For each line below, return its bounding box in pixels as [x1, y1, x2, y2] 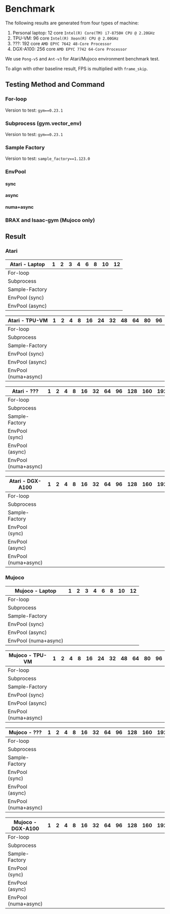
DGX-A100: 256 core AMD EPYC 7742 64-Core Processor [12, 46, 127, 52]
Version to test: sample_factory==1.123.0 [5, 155, 90, 161]
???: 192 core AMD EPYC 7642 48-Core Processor [12, 40, 112, 46]
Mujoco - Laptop [15, 587, 57, 594]
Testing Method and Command [5, 80, 105, 89]
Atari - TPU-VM [8, 317, 48, 324]
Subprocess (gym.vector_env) [5, 120, 82, 127]
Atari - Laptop [10, 260, 46, 268]
